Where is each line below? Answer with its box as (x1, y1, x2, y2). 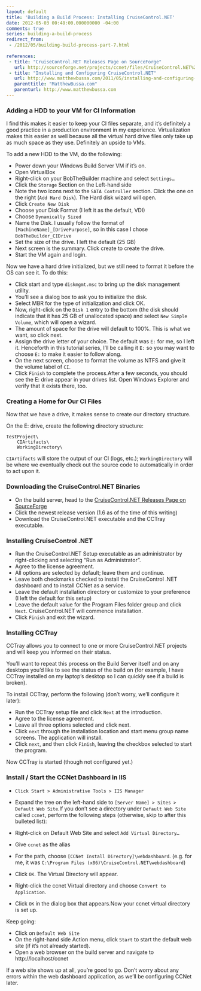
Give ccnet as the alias (14, 841, 71, 848)
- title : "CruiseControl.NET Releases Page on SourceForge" (8, 59, 162, 65)
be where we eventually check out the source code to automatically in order (6, 461, 194, 468)
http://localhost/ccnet (14, 955, 69, 962)
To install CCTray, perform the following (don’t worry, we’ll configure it (6, 691, 179, 698)
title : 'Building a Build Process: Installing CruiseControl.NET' (6, 14, 175, 20)
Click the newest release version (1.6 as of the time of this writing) (14, 509, 178, 516)
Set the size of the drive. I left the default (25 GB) (14, 239, 136, 246)
